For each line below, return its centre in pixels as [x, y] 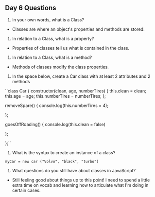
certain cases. [26, 190]
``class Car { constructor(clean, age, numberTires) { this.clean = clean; [76, 91]
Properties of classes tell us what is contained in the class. [71, 48]
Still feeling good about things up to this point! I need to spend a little [81, 180]
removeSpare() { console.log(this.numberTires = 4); [57, 105]
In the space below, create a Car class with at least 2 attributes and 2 [81, 76]
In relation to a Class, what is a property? [53, 38]
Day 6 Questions [31, 8]
